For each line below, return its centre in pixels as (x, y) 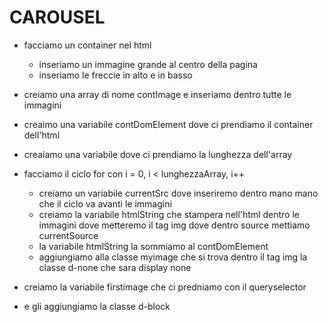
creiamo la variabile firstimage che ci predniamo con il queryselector (165, 287)
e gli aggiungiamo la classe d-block (97, 306)
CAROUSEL (57, 17)
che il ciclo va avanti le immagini (105, 203)
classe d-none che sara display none (115, 267)
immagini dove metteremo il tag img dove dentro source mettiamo (174, 225)
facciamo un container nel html (87, 45)
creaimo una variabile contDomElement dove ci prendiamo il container (168, 124)
